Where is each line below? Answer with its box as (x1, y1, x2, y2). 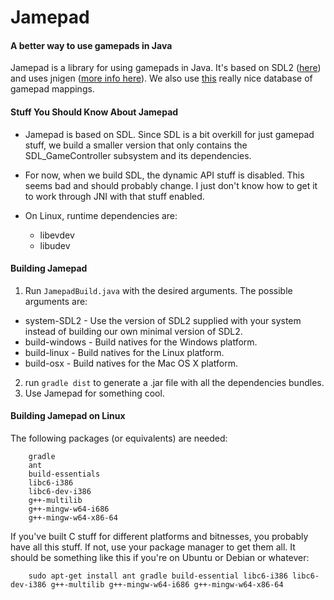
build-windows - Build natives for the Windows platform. (24, 336, 258, 348)
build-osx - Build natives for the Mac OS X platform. (24, 357, 239, 369)
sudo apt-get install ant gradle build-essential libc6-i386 (28, 571, 288, 581)
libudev (39, 239, 71, 251)
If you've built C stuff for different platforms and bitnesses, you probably (10, 531, 309, 542)
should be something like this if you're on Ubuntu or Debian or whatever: (10, 552, 310, 563)
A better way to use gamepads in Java (10, 39, 173, 51)
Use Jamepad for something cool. (24, 387, 165, 399)
